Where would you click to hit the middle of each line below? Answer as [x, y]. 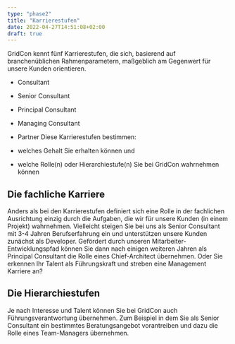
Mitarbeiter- [169, 242]
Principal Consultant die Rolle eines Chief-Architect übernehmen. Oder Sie [115, 256]
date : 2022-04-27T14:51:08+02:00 [56, 27]
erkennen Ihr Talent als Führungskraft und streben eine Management [107, 264]
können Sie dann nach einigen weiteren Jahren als [134, 249]
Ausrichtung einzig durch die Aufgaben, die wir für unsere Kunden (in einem [118, 219]
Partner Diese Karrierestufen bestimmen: [77, 137]
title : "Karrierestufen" [44, 20]
